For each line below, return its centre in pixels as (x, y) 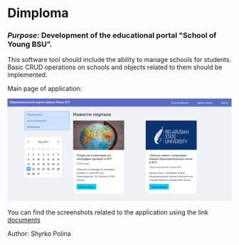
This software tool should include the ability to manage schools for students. (119, 60)
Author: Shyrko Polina (39, 234)
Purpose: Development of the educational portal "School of (112, 36)
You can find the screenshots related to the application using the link (108, 212)
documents (24, 220)
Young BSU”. (30, 44)
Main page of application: (45, 89)
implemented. (27, 75)
